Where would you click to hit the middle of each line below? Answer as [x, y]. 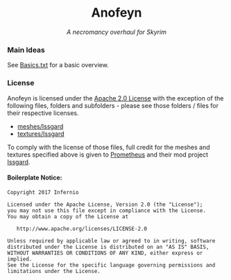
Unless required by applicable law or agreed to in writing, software [111, 240]
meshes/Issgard [40, 126]
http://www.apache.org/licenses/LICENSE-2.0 [82, 229]
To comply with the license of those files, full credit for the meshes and [109, 147]
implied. [20, 259]
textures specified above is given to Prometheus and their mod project [108, 155]
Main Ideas [26, 50]
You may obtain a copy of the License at [68, 216]
